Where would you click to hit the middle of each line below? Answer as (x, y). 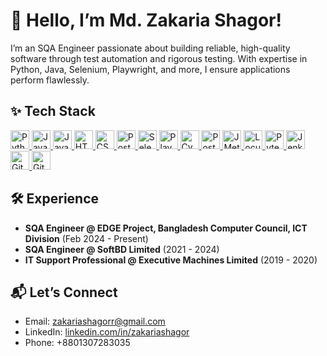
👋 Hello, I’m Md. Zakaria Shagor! (146, 20)
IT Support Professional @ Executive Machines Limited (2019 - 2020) (171, 260)
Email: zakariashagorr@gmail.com (95, 321)
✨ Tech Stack (53, 111)
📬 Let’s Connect (64, 292)
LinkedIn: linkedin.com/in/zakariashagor (107, 332)
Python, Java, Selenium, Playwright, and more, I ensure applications (150, 69)
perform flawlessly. (50, 80)
